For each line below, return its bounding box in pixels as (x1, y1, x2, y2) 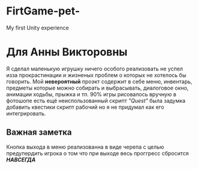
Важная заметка (6, 128, 72, 138)
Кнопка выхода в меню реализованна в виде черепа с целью (6, 143, 164, 150)
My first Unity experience (6, 24, 69, 31)
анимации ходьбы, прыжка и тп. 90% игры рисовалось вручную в (6, 90, 177, 97)
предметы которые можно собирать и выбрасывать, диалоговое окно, (6, 84, 189, 91)
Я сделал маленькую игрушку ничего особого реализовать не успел (6, 65, 183, 72)
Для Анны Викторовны (6, 45, 128, 59)
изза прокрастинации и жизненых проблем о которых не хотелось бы (6, 71, 187, 79)
